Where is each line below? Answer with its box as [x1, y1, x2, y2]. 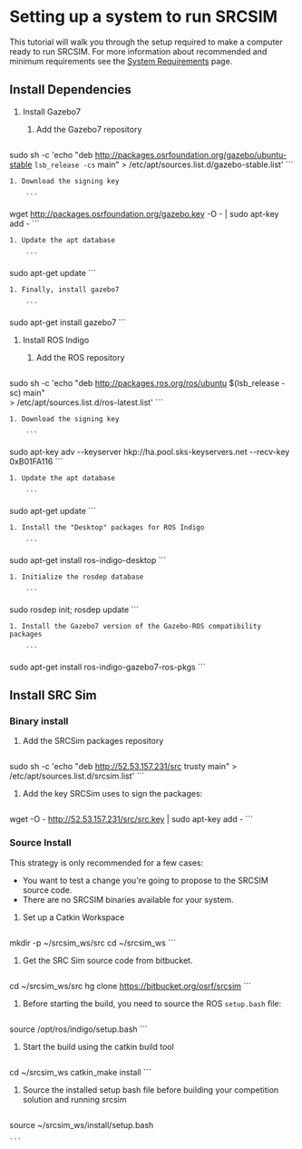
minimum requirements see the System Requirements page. [9, 55, 233, 66]
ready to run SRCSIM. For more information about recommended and [9, 45, 268, 56]
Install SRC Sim [9, 688, 97, 703]
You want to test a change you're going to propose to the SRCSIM [22, 875, 269, 886]
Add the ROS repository [35, 352, 125, 362]
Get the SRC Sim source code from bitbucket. [22, 955, 193, 966]
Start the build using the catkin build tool [22, 1041, 174, 1052]
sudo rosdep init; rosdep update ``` [9, 604, 139, 615]
